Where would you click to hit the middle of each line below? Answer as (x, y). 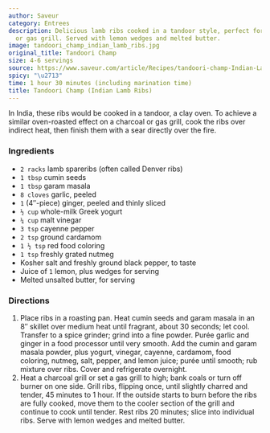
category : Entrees (39, 23)
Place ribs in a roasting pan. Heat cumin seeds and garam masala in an (137, 317)
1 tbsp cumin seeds (53, 177)
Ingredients (31, 151)
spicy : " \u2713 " (35, 76)
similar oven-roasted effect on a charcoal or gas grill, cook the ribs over (127, 122)
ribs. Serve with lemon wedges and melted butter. (102, 420)
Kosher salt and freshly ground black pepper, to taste (108, 263)
